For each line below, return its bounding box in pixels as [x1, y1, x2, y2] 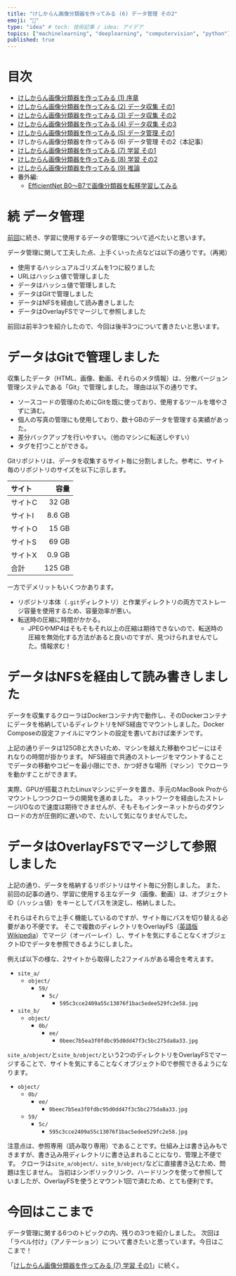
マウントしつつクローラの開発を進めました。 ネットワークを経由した [7, 793, 206, 802]
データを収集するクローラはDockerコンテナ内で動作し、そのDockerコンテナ [7, 711, 228, 720]
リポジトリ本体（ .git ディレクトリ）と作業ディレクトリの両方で [17, 597, 202, 606]
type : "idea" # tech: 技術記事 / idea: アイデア [7, 23, 144, 30]
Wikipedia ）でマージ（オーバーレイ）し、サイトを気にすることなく [7, 931, 202, 939]
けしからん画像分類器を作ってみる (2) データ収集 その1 [17, 103, 176, 111]
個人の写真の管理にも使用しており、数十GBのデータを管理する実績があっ [17, 415, 230, 423]
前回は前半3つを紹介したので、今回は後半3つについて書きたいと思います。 [7, 322, 223, 331]
